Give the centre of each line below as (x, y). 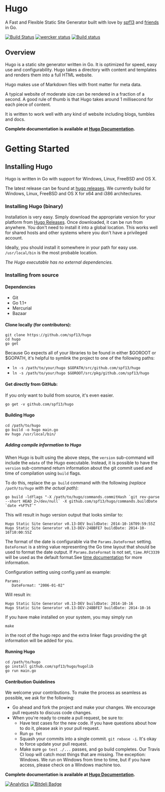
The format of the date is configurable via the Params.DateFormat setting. (79, 541)
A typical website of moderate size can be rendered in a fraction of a (75, 94)
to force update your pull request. (53, 744)
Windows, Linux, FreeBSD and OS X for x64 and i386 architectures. (73, 193)
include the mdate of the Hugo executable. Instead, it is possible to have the (81, 463)
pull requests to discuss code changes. (52, 713)
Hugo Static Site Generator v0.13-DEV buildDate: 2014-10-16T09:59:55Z (80, 524)
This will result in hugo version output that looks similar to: (64, 515)
